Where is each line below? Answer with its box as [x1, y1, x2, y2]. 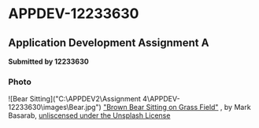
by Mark [224, 103, 251, 112]
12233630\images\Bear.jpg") [8, 103, 102, 112]
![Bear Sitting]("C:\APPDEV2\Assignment [8, 94, 142, 104]
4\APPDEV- [142, 94, 180, 104]
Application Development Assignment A [8, 36, 209, 49]
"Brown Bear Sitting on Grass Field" [103, 103, 219, 112]
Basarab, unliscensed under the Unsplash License [8, 111, 171, 120]
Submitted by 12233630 [8, 57, 89, 66]
